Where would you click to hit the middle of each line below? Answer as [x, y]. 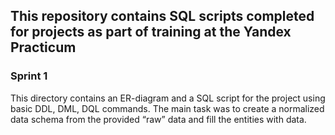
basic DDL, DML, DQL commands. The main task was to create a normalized [167, 108]
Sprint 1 [29, 76]
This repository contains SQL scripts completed [162, 16]
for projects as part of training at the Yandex [151, 32]
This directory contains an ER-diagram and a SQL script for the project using [168, 98]
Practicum [43, 47]
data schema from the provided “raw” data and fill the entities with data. [158, 119]
